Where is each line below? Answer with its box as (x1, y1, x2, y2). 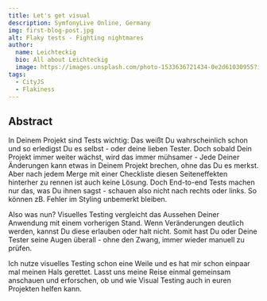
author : (8, 41, 34, 49)
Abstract (8, 114, 53, 128)
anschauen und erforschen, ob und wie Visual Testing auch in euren (8, 276, 232, 285)
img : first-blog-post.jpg (8, 26, 94, 34)
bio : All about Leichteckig (15, 56, 109, 64)
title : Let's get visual (8, 11, 91, 20)
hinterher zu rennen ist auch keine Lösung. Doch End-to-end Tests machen (8, 177, 256, 187)
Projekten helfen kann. (8, 284, 82, 294)
